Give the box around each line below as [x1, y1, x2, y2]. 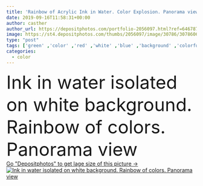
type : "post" [6, 37, 39, 43]
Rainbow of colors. [6, 115, 166, 138]
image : [6, 32, 23, 38]
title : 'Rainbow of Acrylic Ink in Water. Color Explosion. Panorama [6, 8, 185, 15]
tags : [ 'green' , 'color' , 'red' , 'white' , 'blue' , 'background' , [6, 43, 177, 49]
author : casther [6, 20, 47, 26]
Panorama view [6, 138, 138, 161]
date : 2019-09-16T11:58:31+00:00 [6, 15, 91, 21]
